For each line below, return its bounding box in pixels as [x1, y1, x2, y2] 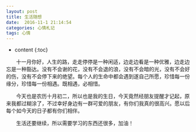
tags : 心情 [6, 30, 31, 36]
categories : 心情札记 [6, 25, 55, 31]
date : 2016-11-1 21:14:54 [6, 19, 72, 25]
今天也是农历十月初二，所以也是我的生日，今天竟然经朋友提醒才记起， [16, 93, 185, 100]
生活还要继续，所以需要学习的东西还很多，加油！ [16, 120, 134, 127]
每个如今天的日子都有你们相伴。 [6, 107, 83, 114]
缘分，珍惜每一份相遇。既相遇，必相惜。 [6, 80, 103, 88]
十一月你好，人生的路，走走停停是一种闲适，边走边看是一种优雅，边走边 [16, 58, 190, 65]
